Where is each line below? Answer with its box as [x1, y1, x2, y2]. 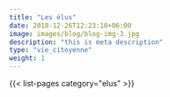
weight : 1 [9, 54, 46, 63]
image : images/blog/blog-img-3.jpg [9, 29, 140, 38]
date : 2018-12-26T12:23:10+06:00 [9, 21, 132, 30]
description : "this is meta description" [9, 37, 164, 47]
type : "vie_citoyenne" [9, 46, 92, 55]
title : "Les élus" [9, 12, 77, 22]
